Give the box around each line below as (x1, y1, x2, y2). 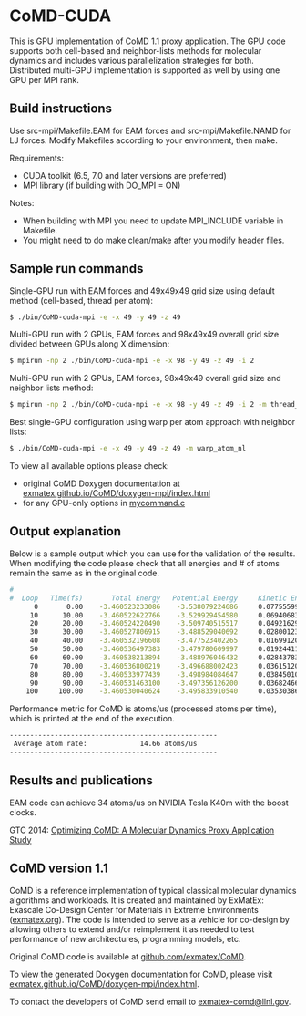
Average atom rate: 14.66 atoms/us (13, 740, 198, 749)
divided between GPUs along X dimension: (9, 338, 170, 349)
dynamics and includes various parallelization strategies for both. (9, 55, 255, 66)
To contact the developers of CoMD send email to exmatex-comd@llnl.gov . (9, 996, 291, 1007)
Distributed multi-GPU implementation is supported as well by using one (9, 65, 280, 76)
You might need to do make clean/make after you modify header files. (22, 234, 285, 245)
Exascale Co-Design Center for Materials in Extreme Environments (9, 904, 260, 915)
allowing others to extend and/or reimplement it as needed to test (9, 923, 255, 935)
